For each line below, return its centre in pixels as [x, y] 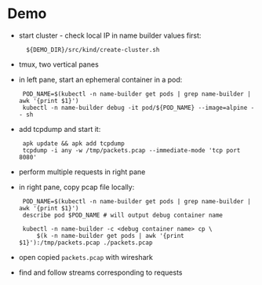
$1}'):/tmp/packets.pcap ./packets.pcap [86, 243]
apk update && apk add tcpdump [73, 143]
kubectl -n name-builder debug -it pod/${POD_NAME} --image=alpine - [138, 108]
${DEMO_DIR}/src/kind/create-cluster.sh [93, 49]
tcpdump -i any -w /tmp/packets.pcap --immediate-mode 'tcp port [131, 150]
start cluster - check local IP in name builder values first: [110, 35]
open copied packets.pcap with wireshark [86, 257]
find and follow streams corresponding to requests [100, 272]
